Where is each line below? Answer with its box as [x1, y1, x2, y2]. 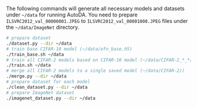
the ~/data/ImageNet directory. [6, 24, 80, 31]
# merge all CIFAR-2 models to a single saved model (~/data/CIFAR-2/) [6, 68, 185, 74]
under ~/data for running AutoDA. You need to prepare [6, 11, 138, 18]
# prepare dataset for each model [6, 79, 91, 85]
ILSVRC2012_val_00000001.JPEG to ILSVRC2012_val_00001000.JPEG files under [6, 18, 188, 24]
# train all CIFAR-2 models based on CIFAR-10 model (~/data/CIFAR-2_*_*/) [6, 57, 195, 63]
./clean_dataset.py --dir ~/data [6, 84, 88, 90]
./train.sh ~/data [6, 62, 51, 68]
